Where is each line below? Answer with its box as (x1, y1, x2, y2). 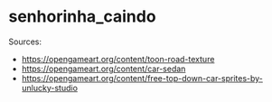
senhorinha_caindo (8, 6, 156, 27)
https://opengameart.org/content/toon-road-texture (21, 53, 215, 64)
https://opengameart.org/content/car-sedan (21, 63, 186, 74)
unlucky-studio (21, 82, 79, 93)
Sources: (8, 36, 42, 47)
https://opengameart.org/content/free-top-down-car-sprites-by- (21, 72, 264, 83)
